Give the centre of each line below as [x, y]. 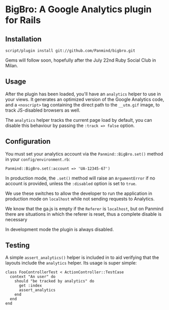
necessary [16, 219]
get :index [30, 286]
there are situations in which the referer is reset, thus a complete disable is [83, 214]
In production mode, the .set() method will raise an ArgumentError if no [80, 178]
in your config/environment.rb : [38, 159]
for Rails [23, 20]
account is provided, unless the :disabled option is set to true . [71, 183]
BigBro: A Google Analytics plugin [78, 9]
